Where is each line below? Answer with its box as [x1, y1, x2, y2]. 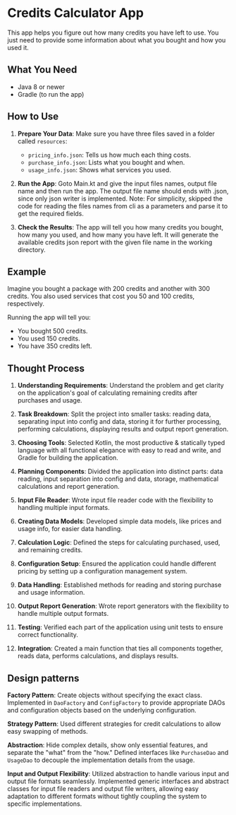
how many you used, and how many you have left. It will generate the [17, 230, 219, 239]
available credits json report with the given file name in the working [17, 238, 213, 246]
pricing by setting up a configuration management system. [17, 567, 188, 576]
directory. [17, 245, 46, 254]
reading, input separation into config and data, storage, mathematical [17, 475, 219, 483]
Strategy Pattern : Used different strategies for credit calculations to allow [7, 720, 221, 728]
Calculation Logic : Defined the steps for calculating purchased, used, [17, 538, 221, 547]
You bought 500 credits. [17, 327, 88, 335]
